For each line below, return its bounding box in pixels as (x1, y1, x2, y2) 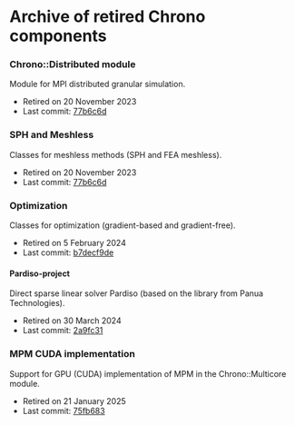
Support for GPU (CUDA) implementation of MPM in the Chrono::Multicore (9, 368, 287, 379)
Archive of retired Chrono (9, 6, 206, 27)
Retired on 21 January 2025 (22, 395, 126, 406)
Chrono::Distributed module (9, 58, 136, 71)
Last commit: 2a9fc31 (22, 325, 103, 336)
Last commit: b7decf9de (22, 247, 114, 258)
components (9, 25, 107, 46)
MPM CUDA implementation (9, 348, 136, 361)
